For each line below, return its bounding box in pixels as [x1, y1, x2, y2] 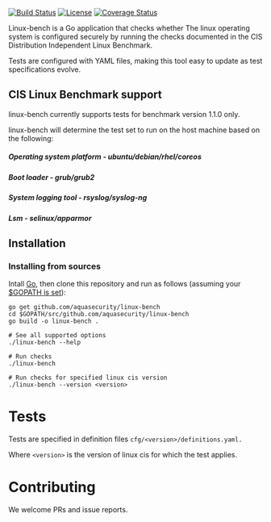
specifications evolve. [8, 65, 81, 74]
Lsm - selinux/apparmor [8, 213, 92, 223]
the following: [8, 133, 54, 143]
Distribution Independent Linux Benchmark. [8, 40, 153, 50]
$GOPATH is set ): [8, 287, 66, 298]
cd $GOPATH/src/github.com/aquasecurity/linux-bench [8, 311, 190, 319]
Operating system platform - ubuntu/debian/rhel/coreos [8, 152, 202, 161]
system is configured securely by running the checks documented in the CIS [8, 32, 263, 41]
